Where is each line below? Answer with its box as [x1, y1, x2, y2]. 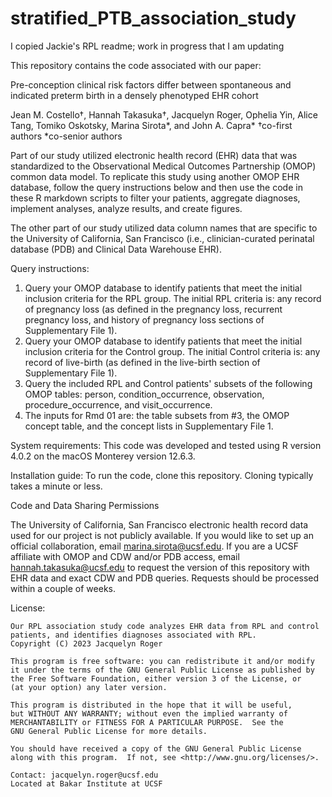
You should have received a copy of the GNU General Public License [10, 743, 302, 754]
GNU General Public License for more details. [10, 726, 208, 736]
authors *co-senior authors [10, 130, 123, 142]
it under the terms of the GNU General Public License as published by [10, 665, 315, 675]
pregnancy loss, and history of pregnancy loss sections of [24, 313, 265, 326]
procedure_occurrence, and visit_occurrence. [24, 398, 213, 411]
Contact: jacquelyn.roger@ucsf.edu [10, 770, 159, 780]
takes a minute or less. [10, 480, 103, 492]
